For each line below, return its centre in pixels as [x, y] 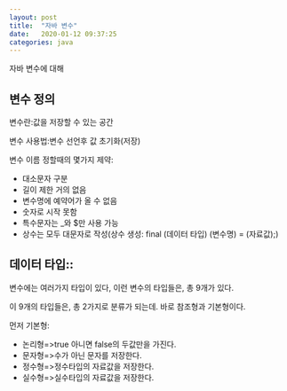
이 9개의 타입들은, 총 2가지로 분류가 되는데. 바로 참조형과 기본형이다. [128, 306]
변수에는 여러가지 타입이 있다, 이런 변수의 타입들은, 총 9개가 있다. [121, 287]
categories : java [41, 42]
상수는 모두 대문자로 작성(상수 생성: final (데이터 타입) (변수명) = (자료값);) [150, 234]
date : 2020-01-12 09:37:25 [63, 34]
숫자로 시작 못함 [49, 212]
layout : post [33, 17]
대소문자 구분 [45, 179]
